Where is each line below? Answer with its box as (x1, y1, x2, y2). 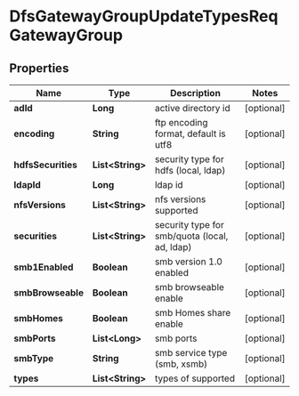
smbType (13, 352, 54, 364)
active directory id (154, 102, 231, 114)
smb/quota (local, (154, 230, 229, 242)
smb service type (154, 347, 228, 359)
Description (170, 87, 221, 99)
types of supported (154, 372, 236, 384)
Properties (9, 61, 69, 76)
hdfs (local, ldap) (154, 165, 226, 176)
